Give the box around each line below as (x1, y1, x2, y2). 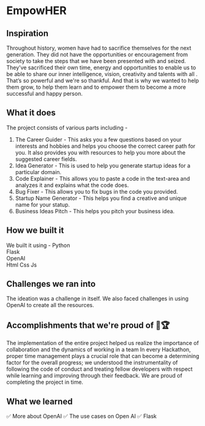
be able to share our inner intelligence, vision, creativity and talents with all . (6, 70, 198, 77)
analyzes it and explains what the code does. (15, 181, 129, 189)
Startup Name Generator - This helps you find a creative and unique (15, 194, 187, 202)
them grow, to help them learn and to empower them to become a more (6, 83, 187, 91)
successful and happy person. (6, 90, 83, 97)
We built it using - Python (6, 242, 70, 249)
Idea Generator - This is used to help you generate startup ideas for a (15, 162, 191, 169)
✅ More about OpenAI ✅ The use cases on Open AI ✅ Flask (6, 413, 157, 420)
